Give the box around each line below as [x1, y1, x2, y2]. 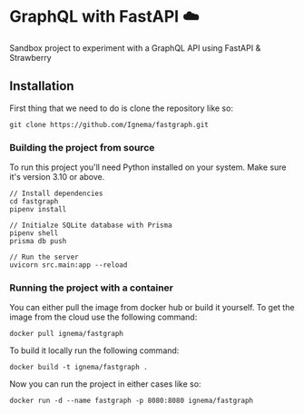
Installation [9, 78, 74, 94]
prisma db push [9, 237, 67, 246]
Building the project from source [9, 141, 155, 153]
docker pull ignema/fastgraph [9, 330, 124, 339]
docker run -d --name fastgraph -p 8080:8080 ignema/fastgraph [9, 396, 254, 406]
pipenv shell [9, 229, 59, 238]
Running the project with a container [9, 281, 174, 294]
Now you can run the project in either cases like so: [9, 379, 201, 389]
